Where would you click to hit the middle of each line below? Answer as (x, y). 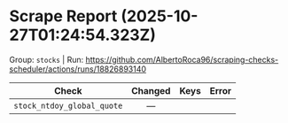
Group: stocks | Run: (47, 59)
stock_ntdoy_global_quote (68, 105)
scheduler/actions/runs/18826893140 (78, 69)
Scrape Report (63, 16)
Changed (151, 90)
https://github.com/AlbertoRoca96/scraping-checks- (182, 59)
